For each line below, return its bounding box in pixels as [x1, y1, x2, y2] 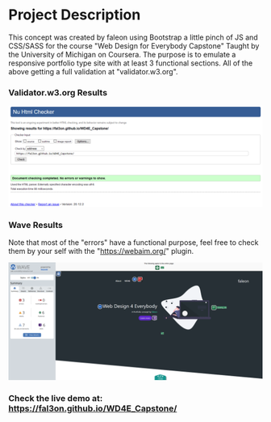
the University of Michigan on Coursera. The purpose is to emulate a [8, 49, 236, 59]
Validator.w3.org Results [8, 87, 107, 98]
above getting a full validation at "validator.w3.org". [8, 66, 179, 76]
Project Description [8, 6, 141, 24]
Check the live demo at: [8, 392, 103, 403]
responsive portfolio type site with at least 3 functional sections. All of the [8, 58, 253, 68]
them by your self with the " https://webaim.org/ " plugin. [8, 247, 194, 256]
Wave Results [8, 219, 63, 230]
